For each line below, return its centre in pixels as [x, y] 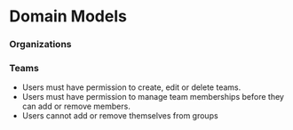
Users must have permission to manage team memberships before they [153, 97]
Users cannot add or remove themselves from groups [120, 116]
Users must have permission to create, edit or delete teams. [131, 87]
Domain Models [68, 16]
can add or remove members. [76, 106]
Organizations [40, 45]
